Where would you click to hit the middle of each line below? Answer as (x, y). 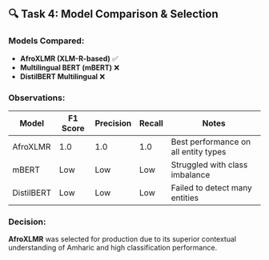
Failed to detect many (211, 187)
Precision (113, 123)
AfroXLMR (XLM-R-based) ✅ (69, 58)
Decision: (27, 222)
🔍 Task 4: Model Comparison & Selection (113, 14)
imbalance (191, 174)
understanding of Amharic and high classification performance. (113, 248)
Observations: (37, 98)
